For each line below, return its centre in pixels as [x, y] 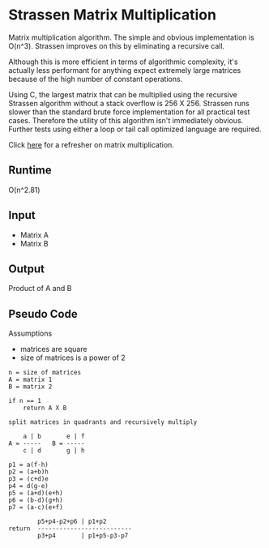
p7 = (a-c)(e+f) [36, 507]
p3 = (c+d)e [28, 479]
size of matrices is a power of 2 [73, 357]
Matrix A [34, 235]
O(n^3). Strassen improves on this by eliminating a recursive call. [117, 45]
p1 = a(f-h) [28, 465]
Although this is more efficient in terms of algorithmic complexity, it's [123, 62]
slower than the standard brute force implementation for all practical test [129, 112]
